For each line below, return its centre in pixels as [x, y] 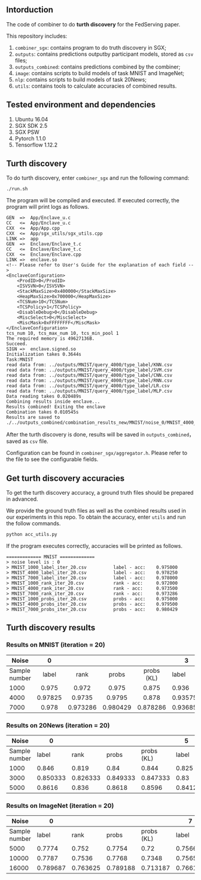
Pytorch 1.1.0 [30, 138]
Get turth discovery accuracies [65, 478]
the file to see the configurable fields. [52, 459]
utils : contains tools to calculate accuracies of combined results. [96, 86]
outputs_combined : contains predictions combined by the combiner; [98, 67]
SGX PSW [27, 132]
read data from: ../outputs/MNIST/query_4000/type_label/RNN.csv [89, 381]
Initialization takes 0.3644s [44, 354]
